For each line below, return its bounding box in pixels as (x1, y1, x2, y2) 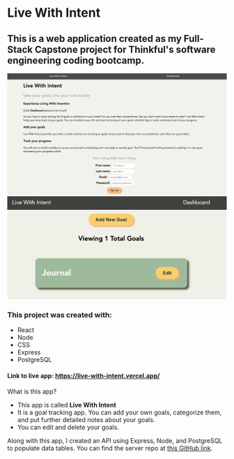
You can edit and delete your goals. (17, 423, 120, 431)
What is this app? (7, 387, 57, 396)
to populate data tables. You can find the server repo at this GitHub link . (7, 444, 213, 452)
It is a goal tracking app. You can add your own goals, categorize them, (17, 408, 222, 416)
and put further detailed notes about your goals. (17, 415, 155, 423)
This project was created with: (7, 310, 113, 320)
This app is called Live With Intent (17, 400, 116, 409)
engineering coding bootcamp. (7, 54, 145, 66)
